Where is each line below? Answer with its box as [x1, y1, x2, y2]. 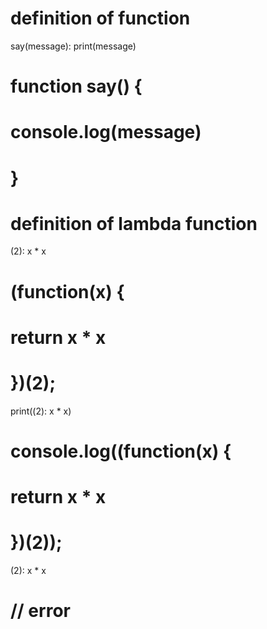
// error [10, 600, 71, 622]
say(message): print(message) [10, 40, 137, 52]
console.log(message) [10, 121, 202, 144]
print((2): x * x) [10, 405, 72, 417]
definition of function [10, 7, 191, 30]
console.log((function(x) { [10, 440, 232, 462]
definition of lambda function [10, 212, 258, 235]
